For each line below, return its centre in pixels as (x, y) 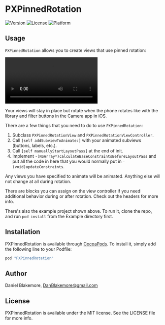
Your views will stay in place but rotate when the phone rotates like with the (82, 110)
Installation (23, 232)
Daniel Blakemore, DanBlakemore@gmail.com (51, 285)
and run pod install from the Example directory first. (59, 216)
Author (16, 273)
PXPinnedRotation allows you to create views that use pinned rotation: (76, 50)
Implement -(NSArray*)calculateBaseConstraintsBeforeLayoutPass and (84, 156)
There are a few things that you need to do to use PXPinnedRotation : (74, 125)
